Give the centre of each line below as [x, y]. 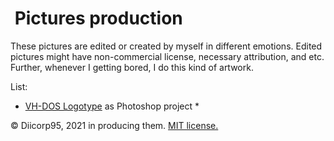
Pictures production [98, 18]
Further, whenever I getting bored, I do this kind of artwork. [132, 67]
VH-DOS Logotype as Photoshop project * [112, 106]
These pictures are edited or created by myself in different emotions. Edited [166, 46]
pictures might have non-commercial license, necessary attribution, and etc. [167, 56]
